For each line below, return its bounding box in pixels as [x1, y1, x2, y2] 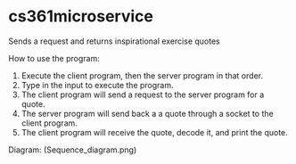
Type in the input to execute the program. [21, 79, 174, 90]
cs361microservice [8, 6, 153, 27]
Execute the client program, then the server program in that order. [21, 70, 264, 81]
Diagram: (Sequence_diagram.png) [8, 144, 137, 155]
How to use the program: [8, 53, 100, 63]
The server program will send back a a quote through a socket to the [21, 108, 274, 119]
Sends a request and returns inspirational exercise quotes [8, 36, 220, 46]
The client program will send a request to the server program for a [21, 89, 265, 100]
